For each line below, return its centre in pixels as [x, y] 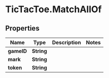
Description [66, 43]
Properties [22, 28]
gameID [17, 51]
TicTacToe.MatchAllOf [53, 9]
